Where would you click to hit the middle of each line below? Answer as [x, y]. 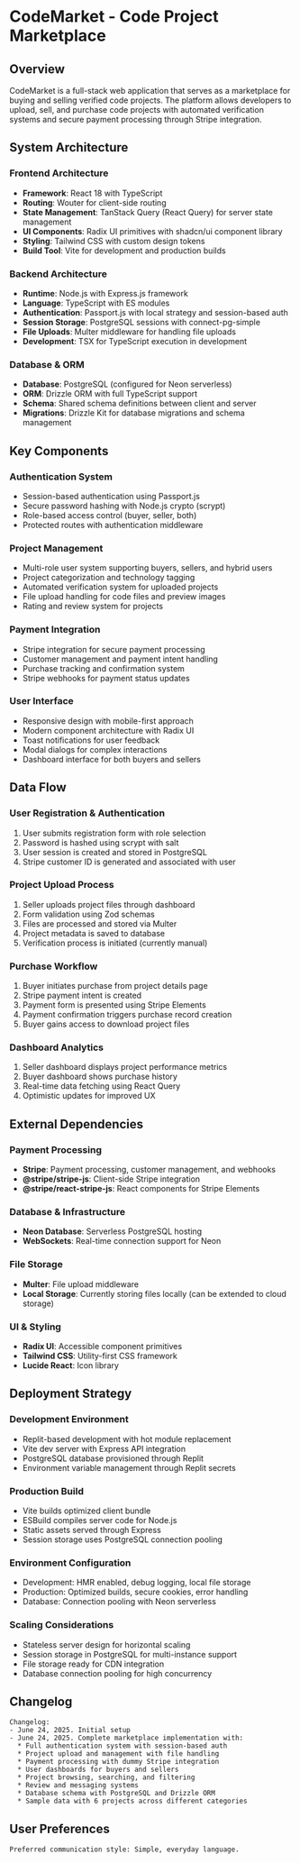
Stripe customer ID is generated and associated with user [129, 862]
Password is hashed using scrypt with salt [100, 842]
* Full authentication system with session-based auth [123, 1746]
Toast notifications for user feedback [91, 740]
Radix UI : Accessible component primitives [102, 1347]
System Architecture [69, 147]
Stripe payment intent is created [82, 995]
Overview [37, 69]
